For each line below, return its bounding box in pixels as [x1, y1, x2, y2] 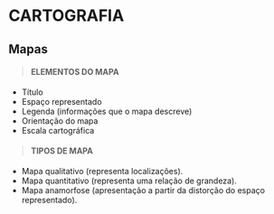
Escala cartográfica [21, 125, 95, 135]
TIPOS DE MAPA [30, 145, 94, 156]
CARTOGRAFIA [8, 5, 125, 26]
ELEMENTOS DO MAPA [30, 67, 119, 78]
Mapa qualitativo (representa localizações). [21, 165, 184, 176]
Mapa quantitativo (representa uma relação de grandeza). [21, 175, 237, 186]
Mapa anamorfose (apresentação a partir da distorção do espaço [21, 184, 266, 195]
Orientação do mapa [21, 115, 99, 126]
